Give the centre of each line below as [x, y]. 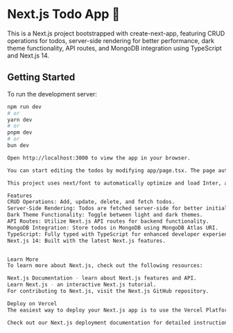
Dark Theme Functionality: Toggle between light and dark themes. [105, 215]
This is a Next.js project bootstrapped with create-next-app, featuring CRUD [116, 33]
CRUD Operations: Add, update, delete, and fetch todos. [91, 202]
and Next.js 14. [28, 55]
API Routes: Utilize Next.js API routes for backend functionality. [108, 221]
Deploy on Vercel [32, 304]
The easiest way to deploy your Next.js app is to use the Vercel [105, 310]
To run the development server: [52, 94]
